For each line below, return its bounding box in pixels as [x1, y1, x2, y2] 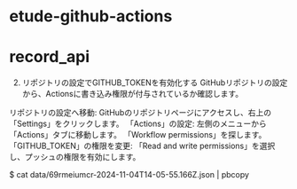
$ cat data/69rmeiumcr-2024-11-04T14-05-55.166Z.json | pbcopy [9, 169, 250, 180]
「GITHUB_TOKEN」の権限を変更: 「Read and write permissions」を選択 [9, 140, 276, 152]
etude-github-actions [9, 6, 173, 27]
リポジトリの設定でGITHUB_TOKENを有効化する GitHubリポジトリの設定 [21, 77, 288, 88]
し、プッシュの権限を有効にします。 [9, 152, 141, 162]
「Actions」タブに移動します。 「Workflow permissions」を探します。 [9, 130, 267, 140]
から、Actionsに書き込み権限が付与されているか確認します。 [21, 89, 244, 99]
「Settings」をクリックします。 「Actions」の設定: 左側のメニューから [9, 118, 268, 130]
